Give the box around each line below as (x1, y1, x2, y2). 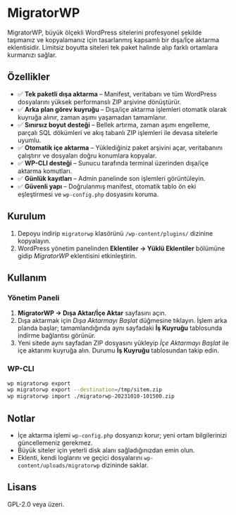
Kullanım (7, 272, 47, 284)
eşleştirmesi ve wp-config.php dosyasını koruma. (17, 190, 159, 198)
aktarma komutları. (17, 167, 73, 175)
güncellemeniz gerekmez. (17, 438, 93, 447)
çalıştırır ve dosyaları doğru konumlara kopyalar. (17, 151, 157, 160)
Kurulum (7, 210, 46, 222)
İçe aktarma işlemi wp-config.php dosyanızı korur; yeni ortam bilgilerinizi (17, 431, 228, 439)
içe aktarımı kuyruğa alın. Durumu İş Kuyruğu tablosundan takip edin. (17, 346, 220, 355)
